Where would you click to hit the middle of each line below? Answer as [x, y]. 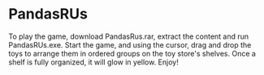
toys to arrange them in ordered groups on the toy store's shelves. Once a [132, 53]
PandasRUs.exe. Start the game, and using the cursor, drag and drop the [130, 44]
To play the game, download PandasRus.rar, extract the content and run [129, 36]
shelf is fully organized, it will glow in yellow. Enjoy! [93, 62]
